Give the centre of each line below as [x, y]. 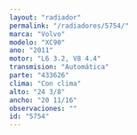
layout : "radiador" [45, 17]
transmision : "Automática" [59, 67]
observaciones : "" [43, 108]
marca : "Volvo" [37, 34]
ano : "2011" [31, 51]
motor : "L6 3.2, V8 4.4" [55, 59]
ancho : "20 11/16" [43, 100]
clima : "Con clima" [45, 83]
